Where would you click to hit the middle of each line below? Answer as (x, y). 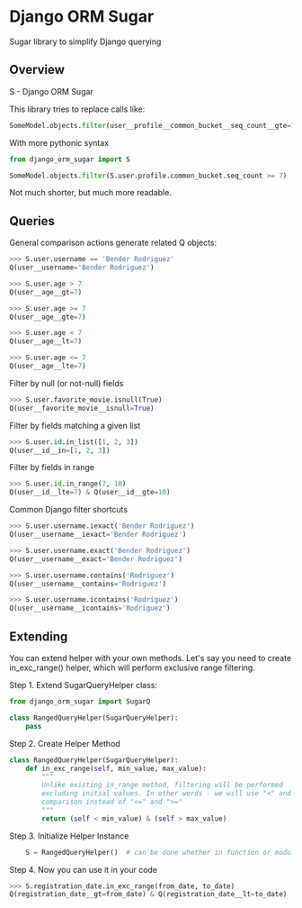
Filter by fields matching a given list (75, 425)
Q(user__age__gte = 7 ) (48, 317)
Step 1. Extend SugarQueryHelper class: (83, 685)
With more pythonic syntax (59, 142)
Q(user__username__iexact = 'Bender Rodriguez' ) (98, 535)
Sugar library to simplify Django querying (85, 41)
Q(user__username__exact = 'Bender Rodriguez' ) (96, 559)
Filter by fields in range (52, 468)
